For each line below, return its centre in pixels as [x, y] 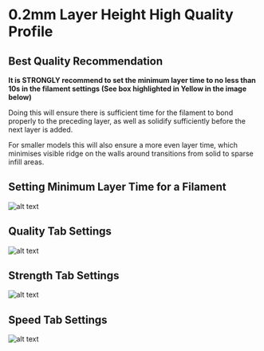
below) [20, 97]
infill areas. [26, 162]
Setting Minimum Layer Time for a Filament [117, 187]
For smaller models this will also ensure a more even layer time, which [123, 145]
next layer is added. [41, 130]
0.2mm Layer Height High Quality [121, 15]
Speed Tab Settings [58, 319]
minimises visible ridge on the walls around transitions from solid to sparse [131, 154]
